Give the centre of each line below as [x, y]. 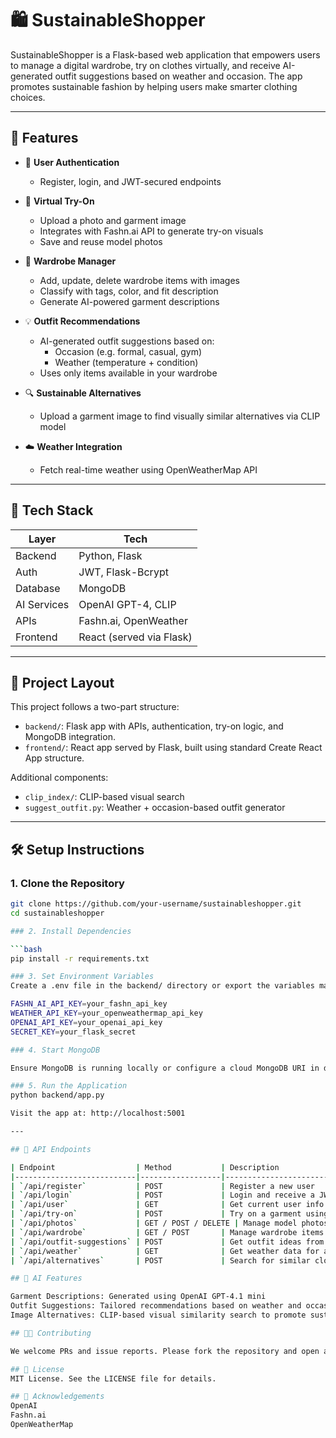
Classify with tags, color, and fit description [129, 291]
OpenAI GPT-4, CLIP [127, 604]
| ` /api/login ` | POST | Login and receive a [162, 1195]
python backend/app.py [57, 1095]
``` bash [26, 949]
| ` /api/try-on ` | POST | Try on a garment [156, 1214]
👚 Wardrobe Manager [70, 261]
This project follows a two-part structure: [95, 707]
